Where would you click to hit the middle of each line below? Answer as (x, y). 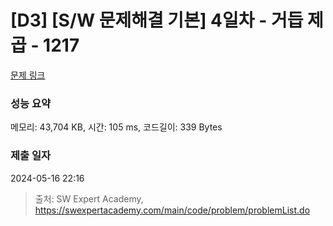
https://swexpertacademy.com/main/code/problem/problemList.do (172, 210)
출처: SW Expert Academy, (89, 198)
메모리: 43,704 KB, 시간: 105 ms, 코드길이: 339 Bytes (116, 127)
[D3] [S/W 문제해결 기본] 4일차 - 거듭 (157, 20)
